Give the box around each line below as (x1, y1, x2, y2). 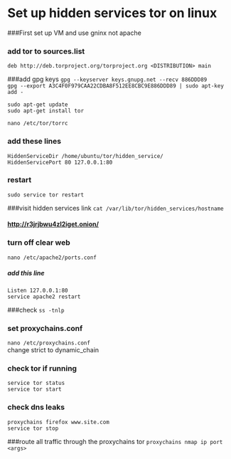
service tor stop (7, 425, 59, 432)
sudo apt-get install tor (7, 107, 84, 115)
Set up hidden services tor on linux (7, 5, 217, 21)
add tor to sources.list (7, 46, 85, 56)
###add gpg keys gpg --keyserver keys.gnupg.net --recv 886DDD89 (7, 75, 208, 83)
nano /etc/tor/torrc (7, 120, 69, 127)
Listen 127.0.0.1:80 (7, 287, 69, 294)
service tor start (7, 386, 62, 393)
